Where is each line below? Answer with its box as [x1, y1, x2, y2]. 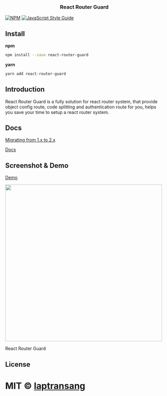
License [5, 360, 31, 368]
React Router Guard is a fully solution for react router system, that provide [5, 98, 158, 104]
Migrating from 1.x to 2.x [5, 137, 56, 143]
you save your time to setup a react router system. [5, 109, 109, 115]
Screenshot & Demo [5, 161, 69, 170]
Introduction [5, 85, 45, 94]
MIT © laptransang [5, 380, 86, 391]
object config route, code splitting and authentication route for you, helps [5, 104, 156, 110]
